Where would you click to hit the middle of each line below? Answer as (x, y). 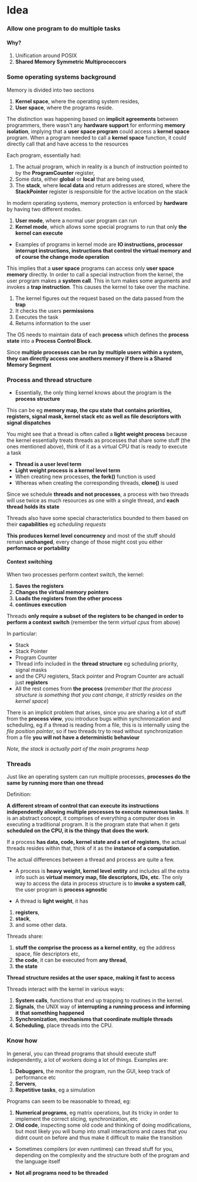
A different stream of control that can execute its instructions (83, 806)
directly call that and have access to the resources (67, 144)
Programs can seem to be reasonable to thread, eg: (69, 1101)
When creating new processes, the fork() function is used (85, 477)
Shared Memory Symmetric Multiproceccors (71, 62)
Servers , (26, 1083)
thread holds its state (33, 506)
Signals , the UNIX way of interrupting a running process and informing (102, 1007)
